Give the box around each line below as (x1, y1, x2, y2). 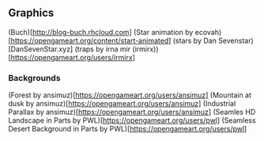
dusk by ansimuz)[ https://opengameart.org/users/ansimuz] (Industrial (8, 99, 236, 109)
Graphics (8, 6, 55, 20)
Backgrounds (8, 72, 61, 83)
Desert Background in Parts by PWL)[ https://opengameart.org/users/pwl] (8, 124, 247, 134)
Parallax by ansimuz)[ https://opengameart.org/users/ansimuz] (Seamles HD (8, 107, 256, 117)
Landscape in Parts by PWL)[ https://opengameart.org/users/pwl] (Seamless (8, 116, 256, 125)
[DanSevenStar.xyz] (8, 44, 74, 54)
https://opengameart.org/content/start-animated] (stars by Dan (10, 36, 217, 45)
